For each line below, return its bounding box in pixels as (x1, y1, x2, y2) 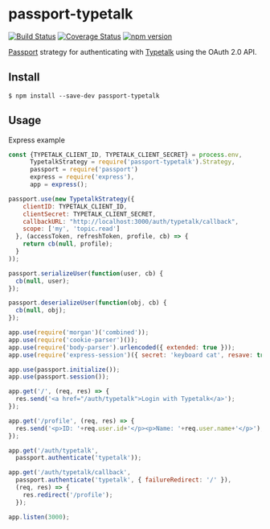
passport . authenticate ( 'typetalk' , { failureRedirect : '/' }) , (15, 476, 231, 484)
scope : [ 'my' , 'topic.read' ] (22, 225, 121, 234)
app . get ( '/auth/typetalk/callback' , (8, 469, 131, 477)
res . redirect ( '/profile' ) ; (22, 490, 113, 499)
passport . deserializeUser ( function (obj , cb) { (8, 299, 167, 307)
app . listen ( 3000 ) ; (8, 513, 70, 521)
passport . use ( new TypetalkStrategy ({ (8, 195, 135, 203)
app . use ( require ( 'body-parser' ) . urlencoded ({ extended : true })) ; (8, 343, 235, 351)
